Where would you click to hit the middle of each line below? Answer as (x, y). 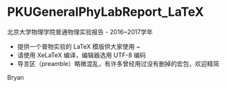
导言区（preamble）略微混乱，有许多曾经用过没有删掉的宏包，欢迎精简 (118, 63)
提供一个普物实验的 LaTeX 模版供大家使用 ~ (79, 46)
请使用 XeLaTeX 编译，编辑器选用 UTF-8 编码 (81, 55)
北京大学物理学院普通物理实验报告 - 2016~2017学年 (80, 32)
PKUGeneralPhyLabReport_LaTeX (106, 12)
